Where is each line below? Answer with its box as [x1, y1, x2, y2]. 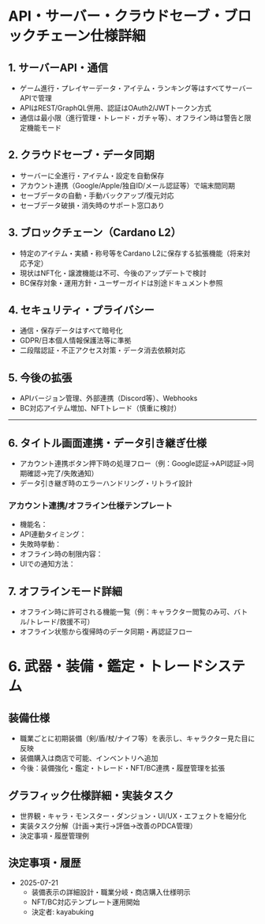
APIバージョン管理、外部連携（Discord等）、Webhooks [19, 393, 198, 403]
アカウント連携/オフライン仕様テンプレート [8, 500, 174, 511]
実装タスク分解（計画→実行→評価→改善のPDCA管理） [19, 820, 197, 831]
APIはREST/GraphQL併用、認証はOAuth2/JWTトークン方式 [19, 104, 211, 112]
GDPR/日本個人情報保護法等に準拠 [19, 335, 132, 345]
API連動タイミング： [19, 529, 87, 539]
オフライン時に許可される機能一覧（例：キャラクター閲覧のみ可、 [19, 607, 234, 617]
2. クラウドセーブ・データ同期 [8, 148, 155, 162]
